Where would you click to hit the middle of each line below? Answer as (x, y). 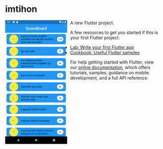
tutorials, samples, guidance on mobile (109, 72)
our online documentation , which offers (110, 67)
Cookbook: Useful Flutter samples (105, 52)
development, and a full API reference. (109, 78)
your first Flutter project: (95, 38)
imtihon (21, 9)
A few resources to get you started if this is (114, 32)
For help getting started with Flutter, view (112, 62)
